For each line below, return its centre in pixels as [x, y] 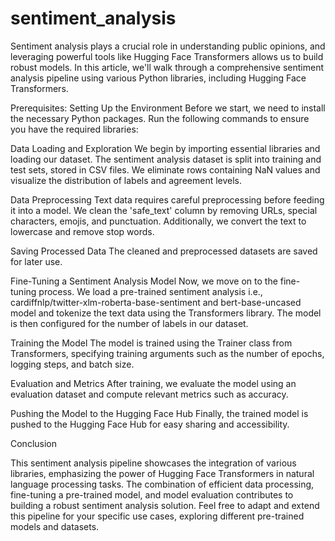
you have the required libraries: [74, 129]
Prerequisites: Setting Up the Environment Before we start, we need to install [168, 108]
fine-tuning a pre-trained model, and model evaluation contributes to [152, 494]
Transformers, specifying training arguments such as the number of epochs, [167, 353]
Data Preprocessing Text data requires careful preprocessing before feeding [167, 199]
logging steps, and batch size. [72, 364]
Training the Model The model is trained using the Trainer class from [151, 343]
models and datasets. [55, 526]
